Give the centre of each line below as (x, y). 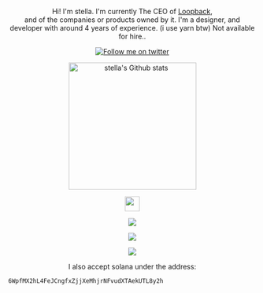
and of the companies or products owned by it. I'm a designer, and (132, 20)
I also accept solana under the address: (132, 267)
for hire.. (132, 36)
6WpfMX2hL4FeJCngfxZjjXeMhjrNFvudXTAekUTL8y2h (86, 281)
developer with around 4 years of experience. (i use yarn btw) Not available (132, 28)
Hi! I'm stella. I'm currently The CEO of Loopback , (132, 11)
